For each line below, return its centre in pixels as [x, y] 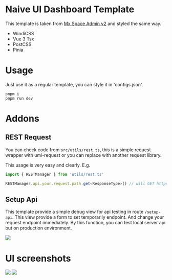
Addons [22, 119]
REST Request [28, 137]
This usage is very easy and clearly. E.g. [48, 165]
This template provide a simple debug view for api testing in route [74, 212]
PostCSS [22, 44]
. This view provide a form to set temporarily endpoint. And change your [88, 217]
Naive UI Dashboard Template [70, 9]
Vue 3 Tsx [23, 39]
